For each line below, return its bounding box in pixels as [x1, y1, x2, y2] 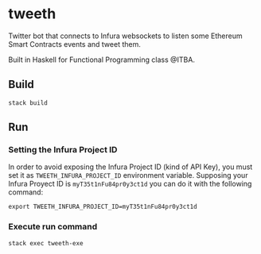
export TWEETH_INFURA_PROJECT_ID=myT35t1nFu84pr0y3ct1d [8, 203, 197, 211]
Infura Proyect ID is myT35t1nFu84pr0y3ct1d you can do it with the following [8, 179, 252, 189]
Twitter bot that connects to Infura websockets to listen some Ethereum [8, 31, 243, 40]
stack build [8, 98, 48, 107]
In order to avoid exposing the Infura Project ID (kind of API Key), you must [8, 162, 253, 171]
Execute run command [8, 221, 98, 233]
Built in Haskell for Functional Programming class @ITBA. [8, 55, 195, 64]
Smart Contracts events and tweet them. [8, 39, 141, 48]
